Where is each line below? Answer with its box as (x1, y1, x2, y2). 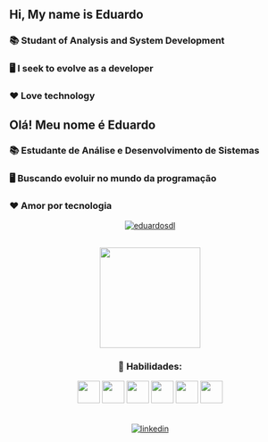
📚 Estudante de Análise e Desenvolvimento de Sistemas (9, 145, 260, 157)
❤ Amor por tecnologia (9, 200, 113, 213)
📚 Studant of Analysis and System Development (9, 35, 225, 47)
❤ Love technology (9, 89, 96, 102)
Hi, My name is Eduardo (9, 7, 144, 22)
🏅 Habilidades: (117, 360, 183, 372)
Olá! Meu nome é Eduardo (9, 117, 156, 132)
